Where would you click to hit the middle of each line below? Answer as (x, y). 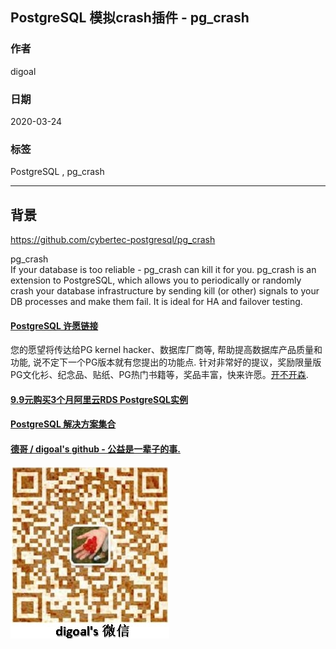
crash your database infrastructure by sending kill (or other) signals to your (165, 291)
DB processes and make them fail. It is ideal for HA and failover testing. (156, 302)
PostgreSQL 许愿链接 (54, 325)
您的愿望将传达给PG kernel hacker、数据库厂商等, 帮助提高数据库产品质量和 (166, 350)
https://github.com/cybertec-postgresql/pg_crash (113, 240)
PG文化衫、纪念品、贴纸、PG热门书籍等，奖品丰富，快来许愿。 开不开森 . (159, 375)
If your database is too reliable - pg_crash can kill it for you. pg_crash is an (163, 270)
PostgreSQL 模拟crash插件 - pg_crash (130, 18)
